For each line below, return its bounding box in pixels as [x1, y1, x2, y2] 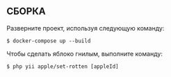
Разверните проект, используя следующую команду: [6, 24, 165, 32]
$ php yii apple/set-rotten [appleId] [6, 62, 119, 70]
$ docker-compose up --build [6, 37, 91, 44]
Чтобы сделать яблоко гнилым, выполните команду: [6, 49, 163, 58]
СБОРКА [6, 6, 46, 17]
